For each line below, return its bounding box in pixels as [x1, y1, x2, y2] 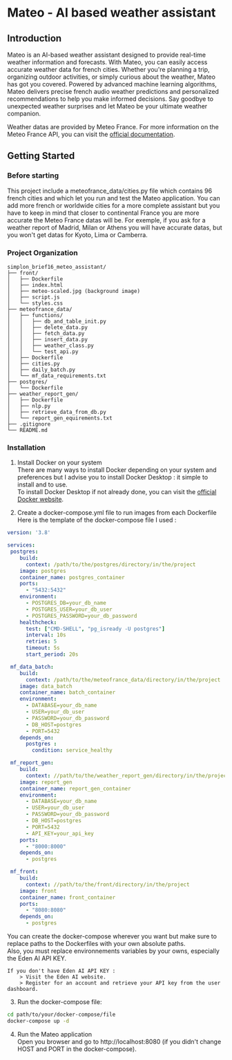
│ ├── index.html [7, 281, 64, 288]
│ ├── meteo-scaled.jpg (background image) [7, 287, 140, 294]
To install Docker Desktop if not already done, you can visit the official [17, 488, 217, 496]
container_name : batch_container [19, 689, 116, 696]
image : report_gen [19, 779, 72, 786]
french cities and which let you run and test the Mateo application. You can [7, 193, 220, 202]
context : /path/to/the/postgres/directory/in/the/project [25, 561, 196, 568]
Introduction [7, 32, 62, 44]
